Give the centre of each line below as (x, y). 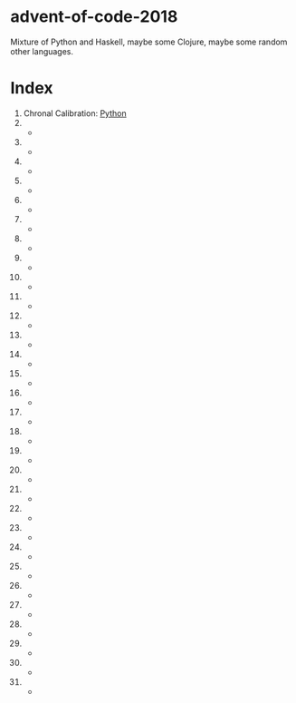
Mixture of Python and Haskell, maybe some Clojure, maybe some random (149, 42)
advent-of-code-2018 (94, 17)
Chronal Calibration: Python (75, 113)
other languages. (42, 51)
